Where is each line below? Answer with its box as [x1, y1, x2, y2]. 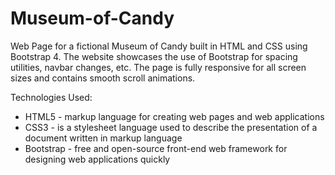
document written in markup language [24, 132, 183, 144]
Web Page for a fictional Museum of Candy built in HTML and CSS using [10, 40, 308, 52]
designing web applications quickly [24, 153, 171, 165]
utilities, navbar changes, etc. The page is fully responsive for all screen [10, 61, 307, 73]
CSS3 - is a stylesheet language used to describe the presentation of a [24, 121, 318, 133]
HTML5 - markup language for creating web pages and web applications [24, 110, 325, 122]
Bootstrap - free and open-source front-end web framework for [24, 142, 288, 154]
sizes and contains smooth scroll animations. [10, 72, 196, 84]
